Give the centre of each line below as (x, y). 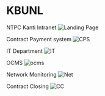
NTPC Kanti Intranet (31, 27)
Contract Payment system (39, 39)
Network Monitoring (31, 74)
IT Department (24, 51)
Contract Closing (27, 86)
